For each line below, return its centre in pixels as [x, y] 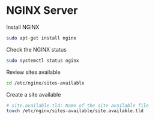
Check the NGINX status [37, 49]
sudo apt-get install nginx [41, 38]
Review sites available [34, 72]
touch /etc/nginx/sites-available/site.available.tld [75, 111]
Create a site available [34, 94]
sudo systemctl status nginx [43, 61]
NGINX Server [42, 10]
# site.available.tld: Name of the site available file [77, 106]
